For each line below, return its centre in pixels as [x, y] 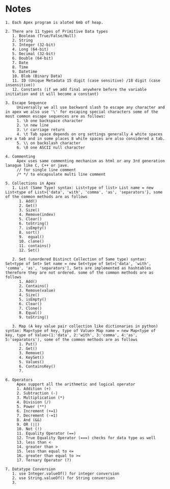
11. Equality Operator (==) [46, 433]
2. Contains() [34, 286]
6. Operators [19, 380]
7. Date [20, 63]
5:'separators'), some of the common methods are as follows [72, 339]
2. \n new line [33, 125]
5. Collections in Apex [31, 183]
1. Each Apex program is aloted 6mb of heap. [54, 22]
